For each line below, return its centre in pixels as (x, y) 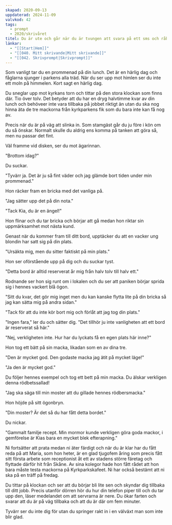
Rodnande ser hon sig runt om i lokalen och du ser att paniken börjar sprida (85, 281)
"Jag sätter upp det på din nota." (39, 201)
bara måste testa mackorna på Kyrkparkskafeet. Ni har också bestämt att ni (85, 470)
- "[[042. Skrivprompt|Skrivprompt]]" (51, 58)
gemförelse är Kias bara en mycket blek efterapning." (61, 438)
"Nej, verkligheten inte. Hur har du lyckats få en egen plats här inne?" (78, 338)
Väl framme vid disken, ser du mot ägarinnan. (53, 146)
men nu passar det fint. (30, 136)
